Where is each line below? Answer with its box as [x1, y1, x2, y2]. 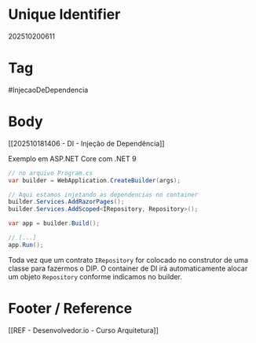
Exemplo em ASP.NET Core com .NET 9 [8, 153, 137, 163]
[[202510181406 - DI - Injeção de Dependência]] [8, 138, 165, 148]
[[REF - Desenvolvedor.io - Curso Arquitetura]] [8, 325, 159, 335]
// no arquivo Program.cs [8, 169, 93, 177]
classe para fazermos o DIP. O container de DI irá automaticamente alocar [8, 264, 248, 273]
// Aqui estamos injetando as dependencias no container [8, 190, 199, 198]
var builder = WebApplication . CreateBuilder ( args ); [8, 176, 181, 184]
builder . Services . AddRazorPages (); [8, 198, 125, 206]
